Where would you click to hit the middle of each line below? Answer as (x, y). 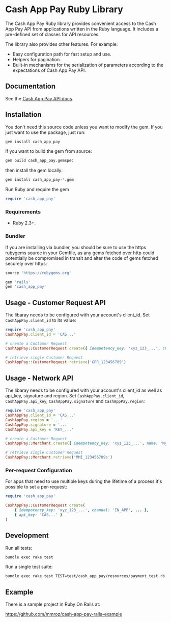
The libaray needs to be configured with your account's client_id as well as (84, 390)
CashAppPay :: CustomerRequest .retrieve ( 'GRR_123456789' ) (66, 362)
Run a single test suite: (29, 567)
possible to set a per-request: (36, 487)
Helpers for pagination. (37, 59)
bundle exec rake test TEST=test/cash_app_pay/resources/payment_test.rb (85, 576)
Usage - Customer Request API (55, 302)
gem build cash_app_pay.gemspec (39, 161)
